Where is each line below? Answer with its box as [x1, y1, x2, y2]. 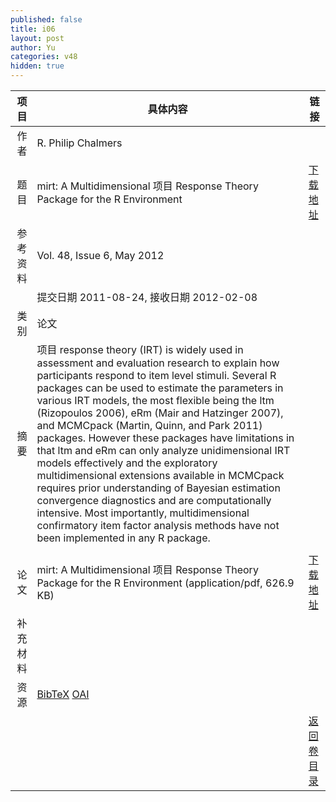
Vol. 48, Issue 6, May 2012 [36, 249, 165, 262]
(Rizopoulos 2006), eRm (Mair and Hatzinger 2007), [36, 406, 284, 420]
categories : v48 [10, 52, 78, 62]
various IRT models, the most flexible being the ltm [36, 394, 275, 407]
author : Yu [10, 42, 56, 53]
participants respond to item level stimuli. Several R [36, 369, 277, 382]
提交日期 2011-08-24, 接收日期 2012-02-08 [36, 291, 258, 304]
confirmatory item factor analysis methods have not [36, 519, 280, 532]
